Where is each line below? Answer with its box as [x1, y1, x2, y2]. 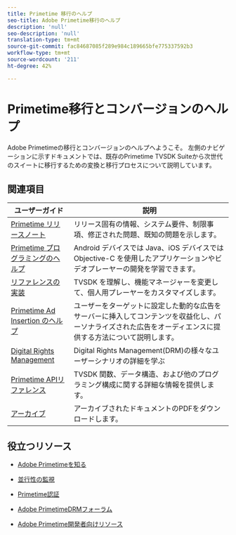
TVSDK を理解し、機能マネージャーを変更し [73, 277, 219, 287]
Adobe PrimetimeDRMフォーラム [17, 505, 112, 513]
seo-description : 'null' [7, 29, 80, 37]
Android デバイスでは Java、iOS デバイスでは [73, 243, 224, 253]
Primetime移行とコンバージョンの [7, 101, 204, 117]
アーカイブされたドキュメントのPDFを [73, 404, 200, 414]
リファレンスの [11, 277, 60, 287]
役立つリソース [7, 440, 72, 452]
